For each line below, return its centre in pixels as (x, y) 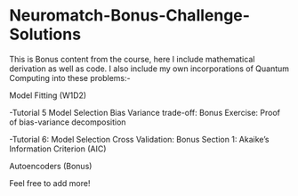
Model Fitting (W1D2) (48, 95)
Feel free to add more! (50, 183)
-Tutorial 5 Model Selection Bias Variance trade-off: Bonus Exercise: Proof (145, 112)
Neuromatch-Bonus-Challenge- (130, 16)
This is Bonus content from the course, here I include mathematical (132, 59)
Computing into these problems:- (70, 78)
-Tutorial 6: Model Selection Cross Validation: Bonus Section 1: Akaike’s (139, 139)
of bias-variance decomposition (68, 122)
